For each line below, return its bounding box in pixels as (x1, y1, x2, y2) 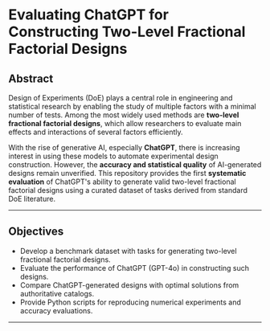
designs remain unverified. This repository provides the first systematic (8, 169, 247, 178)
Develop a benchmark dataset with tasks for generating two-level (19, 246, 237, 255)
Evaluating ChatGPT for (8, 6, 169, 24)
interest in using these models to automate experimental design (8, 151, 219, 161)
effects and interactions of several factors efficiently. (8, 127, 183, 137)
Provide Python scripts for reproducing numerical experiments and (19, 297, 241, 307)
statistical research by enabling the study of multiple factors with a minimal (8, 102, 256, 111)
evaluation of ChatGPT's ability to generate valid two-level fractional (8, 177, 236, 186)
